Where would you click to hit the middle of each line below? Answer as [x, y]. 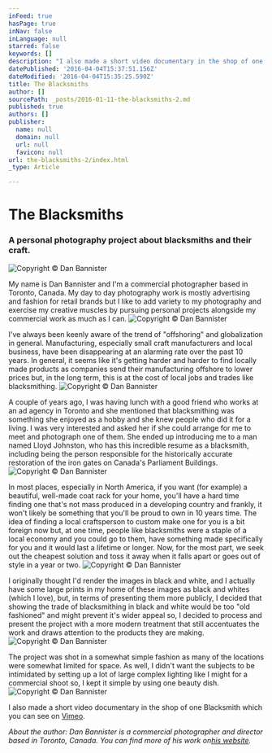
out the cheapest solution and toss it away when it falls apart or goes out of [135, 556]
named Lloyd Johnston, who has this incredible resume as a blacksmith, [129, 445]
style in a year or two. [45, 565]
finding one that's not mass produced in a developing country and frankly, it [135, 504]
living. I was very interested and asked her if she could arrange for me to [130, 427]
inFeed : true [30, 16]
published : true [36, 107]
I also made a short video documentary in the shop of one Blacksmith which [136, 707]
